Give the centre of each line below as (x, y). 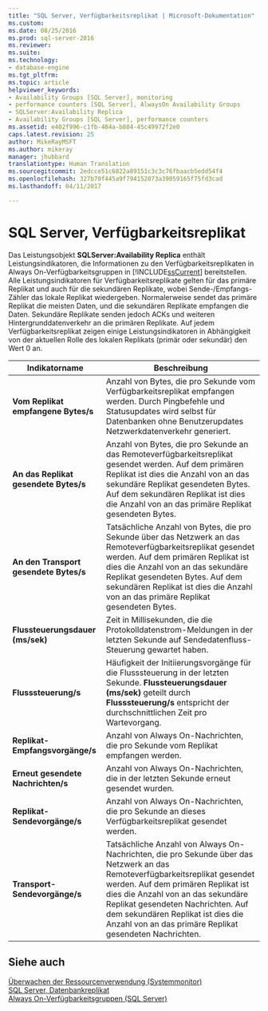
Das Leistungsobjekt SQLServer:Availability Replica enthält (107, 255)
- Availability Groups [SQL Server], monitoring (91, 97)
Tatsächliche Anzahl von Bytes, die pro (179, 527)
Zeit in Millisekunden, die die (160, 619)
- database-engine (39, 68)
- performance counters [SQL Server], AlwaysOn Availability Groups (124, 105)
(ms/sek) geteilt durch (149, 693)
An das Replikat (43, 474)
